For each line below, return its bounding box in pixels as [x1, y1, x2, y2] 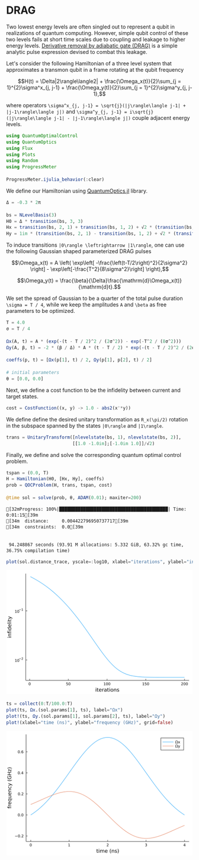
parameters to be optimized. [6, 308, 75, 315]
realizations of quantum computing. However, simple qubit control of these [6, 29, 188, 36]
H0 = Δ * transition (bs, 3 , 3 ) [6, 218, 84, 224]
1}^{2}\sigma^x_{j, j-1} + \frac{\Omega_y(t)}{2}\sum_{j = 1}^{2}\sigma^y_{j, [7, 84, 188, 91]
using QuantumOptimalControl [6, 133, 78, 139]
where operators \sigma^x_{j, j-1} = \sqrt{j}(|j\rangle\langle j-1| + [6, 101, 186, 108]
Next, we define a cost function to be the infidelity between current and [6, 386, 181, 394]
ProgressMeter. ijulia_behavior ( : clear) [6, 177, 105, 183]
